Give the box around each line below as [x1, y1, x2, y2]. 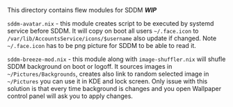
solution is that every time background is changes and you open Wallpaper [7, 85, 221, 92]
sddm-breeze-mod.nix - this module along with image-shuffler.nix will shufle [7, 55, 226, 63]
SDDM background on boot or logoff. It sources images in [7, 63, 172, 70]
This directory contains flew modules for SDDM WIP [7, 6, 157, 14]
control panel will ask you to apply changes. [7, 92, 134, 100]
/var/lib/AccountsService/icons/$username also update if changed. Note [7, 34, 217, 42]
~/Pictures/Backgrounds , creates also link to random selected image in [7, 69, 209, 78]
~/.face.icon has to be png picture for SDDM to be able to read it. [7, 42, 197, 49]
